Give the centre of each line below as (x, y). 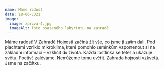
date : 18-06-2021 (23, 14)
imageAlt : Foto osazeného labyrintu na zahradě (59, 28)
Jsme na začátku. (23, 63)
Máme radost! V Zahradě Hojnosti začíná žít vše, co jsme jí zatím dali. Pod (80, 42)
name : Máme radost (24, 10)
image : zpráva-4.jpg (31, 23)
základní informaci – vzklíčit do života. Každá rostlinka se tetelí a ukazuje (79, 53)
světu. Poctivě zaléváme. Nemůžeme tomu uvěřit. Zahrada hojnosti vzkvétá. (82, 58)
